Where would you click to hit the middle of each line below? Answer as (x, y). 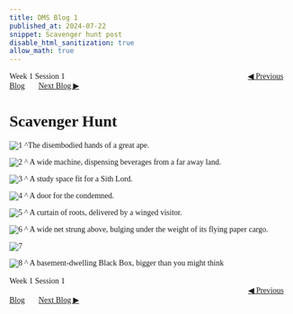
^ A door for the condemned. (69, 196)
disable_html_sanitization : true (72, 43)
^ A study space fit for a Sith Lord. (78, 179)
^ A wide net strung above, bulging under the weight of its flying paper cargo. (146, 230)
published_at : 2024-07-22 (58, 26)
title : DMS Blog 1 (44, 17)
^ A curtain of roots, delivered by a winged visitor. (103, 213)
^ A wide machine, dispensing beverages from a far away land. (123, 162)
